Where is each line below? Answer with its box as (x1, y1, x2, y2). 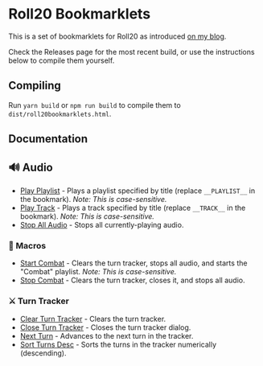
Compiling (8, 79, 62, 93)
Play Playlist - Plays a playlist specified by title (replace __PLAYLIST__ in (19, 186, 256, 195)
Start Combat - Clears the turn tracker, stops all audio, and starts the (19, 258, 248, 268)
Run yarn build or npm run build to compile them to (8, 100, 181, 109)
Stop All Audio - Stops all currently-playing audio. (19, 220, 184, 229)
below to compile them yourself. (8, 56, 115, 65)
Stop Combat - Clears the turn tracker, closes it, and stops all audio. (19, 275, 245, 286)
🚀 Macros (8, 240, 47, 251)
